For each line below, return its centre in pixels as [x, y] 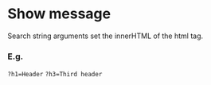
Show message [59, 14]
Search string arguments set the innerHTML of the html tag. [105, 36]
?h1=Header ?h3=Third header [55, 75]
